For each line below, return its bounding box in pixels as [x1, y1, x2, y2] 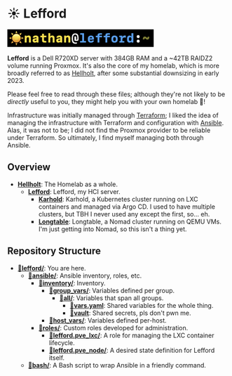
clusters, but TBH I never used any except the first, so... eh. [38, 209, 210, 218]
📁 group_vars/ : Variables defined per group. [48, 286, 175, 294]
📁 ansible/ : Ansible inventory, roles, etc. [27, 271, 142, 280]
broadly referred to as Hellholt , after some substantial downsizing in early [7, 69, 219, 77]
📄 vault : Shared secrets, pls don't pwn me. [69, 309, 191, 317]
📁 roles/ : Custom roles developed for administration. [38, 323, 189, 332]
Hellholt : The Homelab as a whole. [17, 180, 118, 188]
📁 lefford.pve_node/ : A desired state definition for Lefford [48, 346, 215, 354]
